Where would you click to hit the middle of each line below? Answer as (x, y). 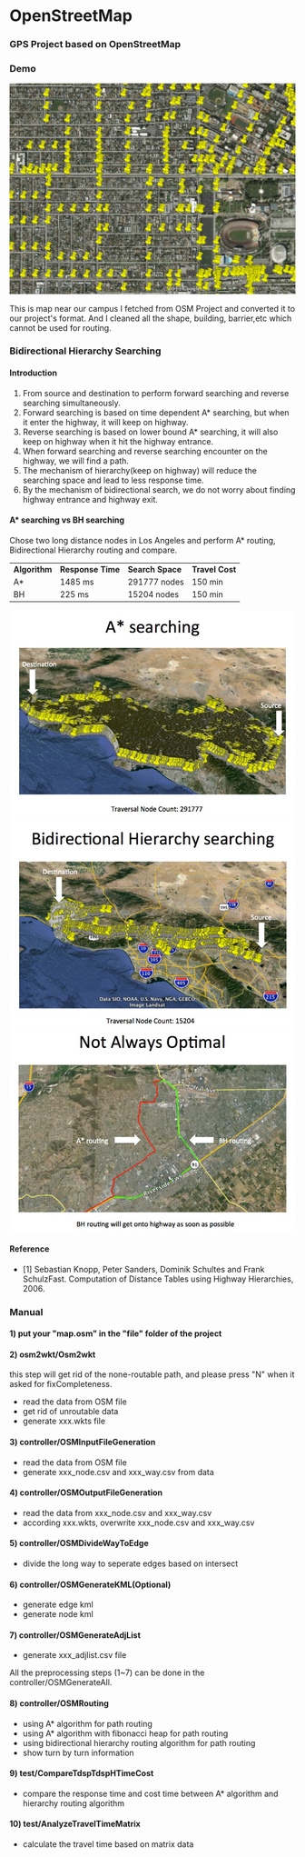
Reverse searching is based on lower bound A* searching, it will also (150, 432)
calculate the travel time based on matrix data (108, 1844)
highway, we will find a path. (76, 461)
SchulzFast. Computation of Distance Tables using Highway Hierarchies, (158, 1279)
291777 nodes (156, 582)
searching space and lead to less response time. (113, 480)
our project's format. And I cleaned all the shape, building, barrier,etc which (151, 318)
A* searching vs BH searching (67, 520)
